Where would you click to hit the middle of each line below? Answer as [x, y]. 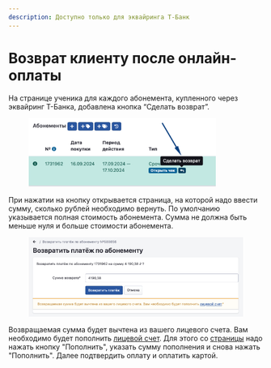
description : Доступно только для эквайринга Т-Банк [99, 17]
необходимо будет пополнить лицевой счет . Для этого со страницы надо [135, 338]
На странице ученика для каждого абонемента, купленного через [123, 98]
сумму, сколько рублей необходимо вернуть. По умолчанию [114, 209]
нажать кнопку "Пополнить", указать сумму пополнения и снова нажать [134, 347]
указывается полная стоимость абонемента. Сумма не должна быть [128, 217]
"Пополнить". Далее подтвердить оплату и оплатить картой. [113, 356]
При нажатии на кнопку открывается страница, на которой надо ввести [133, 200]
